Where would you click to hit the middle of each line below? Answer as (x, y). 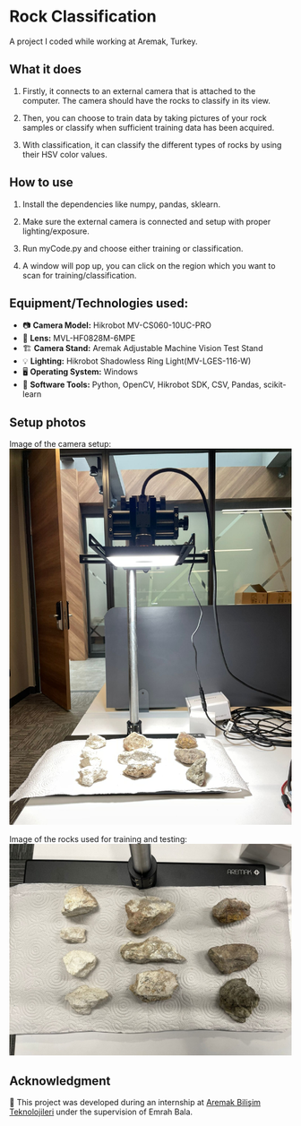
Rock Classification (83, 17)
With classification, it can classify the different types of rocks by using (152, 144)
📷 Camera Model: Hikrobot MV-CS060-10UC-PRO (117, 325)
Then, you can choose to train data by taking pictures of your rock (144, 117)
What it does (46, 69)
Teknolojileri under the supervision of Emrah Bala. (101, 1112)
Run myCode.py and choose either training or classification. (133, 248)
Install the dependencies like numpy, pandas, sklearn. (121, 204)
